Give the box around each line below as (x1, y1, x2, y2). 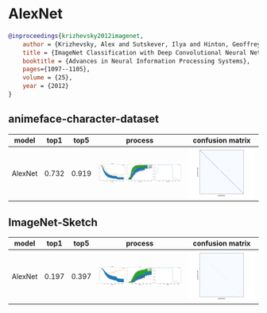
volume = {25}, (22, 74, 73, 82)
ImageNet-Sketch (8, 216, 98, 229)
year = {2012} (22, 82, 69, 90)
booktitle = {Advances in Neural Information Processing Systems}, (22, 57, 250, 65)
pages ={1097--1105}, (22, 65, 91, 74)
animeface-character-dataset (8, 113, 159, 126)
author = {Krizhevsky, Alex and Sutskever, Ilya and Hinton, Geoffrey (22, 40, 261, 48)
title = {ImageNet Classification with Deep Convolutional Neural (22, 48, 247, 56)
